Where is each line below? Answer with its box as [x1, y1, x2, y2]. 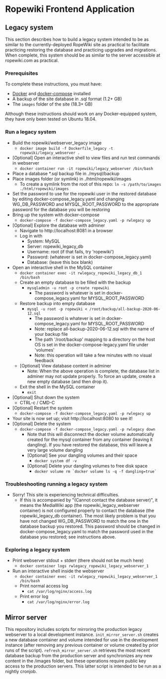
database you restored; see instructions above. [19, 534, 116, 540]
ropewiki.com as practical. [5, 58, 59, 63]
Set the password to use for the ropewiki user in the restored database [12, 190, 157, 196]
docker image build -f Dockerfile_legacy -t [19, 146, 113, 151]
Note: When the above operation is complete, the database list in [27, 368, 160, 374]
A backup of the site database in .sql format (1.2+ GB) [12, 96, 122, 102]
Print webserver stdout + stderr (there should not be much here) [12, 557, 144, 563]
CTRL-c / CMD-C [19, 399, 55, 405]
